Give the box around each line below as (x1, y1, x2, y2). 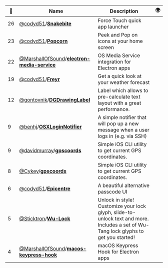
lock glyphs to (110, 227, 144, 234)
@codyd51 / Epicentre (19, 185, 71, 192)
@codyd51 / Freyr (19, 76, 60, 82)
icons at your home (97, 37, 143, 44)
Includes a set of (97, 221, 137, 228)
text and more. (114, 215, 149, 222)
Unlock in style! (97, 196, 134, 203)
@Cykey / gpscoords (19, 167, 66, 174)
